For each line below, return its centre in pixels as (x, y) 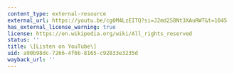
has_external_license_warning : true (62, 27)
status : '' (23, 40)
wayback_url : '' (31, 60)
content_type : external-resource (57, 14)
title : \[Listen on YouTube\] (52, 47)
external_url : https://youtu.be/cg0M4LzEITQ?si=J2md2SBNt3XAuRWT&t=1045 (117, 20)
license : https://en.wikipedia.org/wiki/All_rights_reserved (100, 33)
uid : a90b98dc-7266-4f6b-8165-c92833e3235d (73, 54)
